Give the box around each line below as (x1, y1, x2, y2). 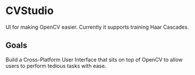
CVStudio (5, 4, 54, 18)
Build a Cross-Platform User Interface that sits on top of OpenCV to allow (5, 56, 183, 63)
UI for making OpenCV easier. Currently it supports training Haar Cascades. (5, 23, 189, 30)
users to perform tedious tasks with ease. (5, 62, 107, 69)
